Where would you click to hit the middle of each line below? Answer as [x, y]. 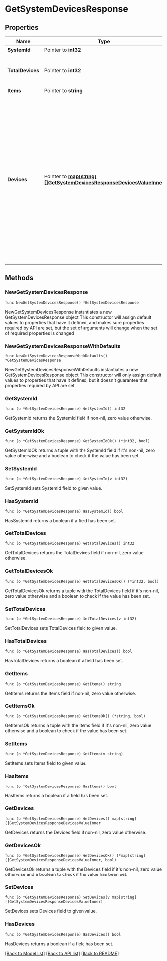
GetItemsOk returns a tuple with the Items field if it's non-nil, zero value [78, 725]
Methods [19, 278]
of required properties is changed [40, 333]
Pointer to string [63, 91]
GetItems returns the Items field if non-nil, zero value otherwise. [71, 693]
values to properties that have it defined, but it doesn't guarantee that [76, 380]
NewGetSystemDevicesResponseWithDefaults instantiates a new [72, 369]
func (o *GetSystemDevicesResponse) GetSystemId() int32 [65, 409]
